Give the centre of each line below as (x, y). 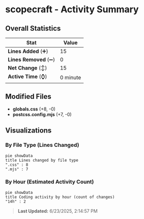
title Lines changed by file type (42, 160)
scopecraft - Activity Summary (72, 9)
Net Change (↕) (27, 68)
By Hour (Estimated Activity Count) (50, 182)
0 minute (70, 77)
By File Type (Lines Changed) (42, 145)
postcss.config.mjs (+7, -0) (42, 114)
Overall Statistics (33, 28)
